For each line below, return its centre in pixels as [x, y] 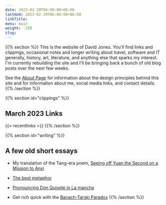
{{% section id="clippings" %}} [37, 98]
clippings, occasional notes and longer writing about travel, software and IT [83, 52]
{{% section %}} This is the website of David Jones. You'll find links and [79, 47]
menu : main [16, 24]
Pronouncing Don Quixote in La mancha [53, 188]
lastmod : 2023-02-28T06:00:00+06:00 [43, 14]
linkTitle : [16, 19]
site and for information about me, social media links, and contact [72, 83]
